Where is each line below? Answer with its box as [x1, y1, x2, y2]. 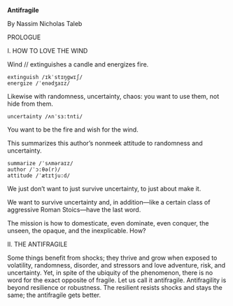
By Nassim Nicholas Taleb [7, 20, 83, 27]
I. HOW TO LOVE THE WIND [7, 47, 88, 55]
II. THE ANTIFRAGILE [7, 240, 68, 248]
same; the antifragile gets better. [7, 291, 101, 299]
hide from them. [7, 99, 54, 108]
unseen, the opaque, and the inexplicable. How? [7, 227, 146, 235]
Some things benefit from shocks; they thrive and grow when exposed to [7, 253, 218, 262]
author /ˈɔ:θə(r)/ [7, 166, 61, 173]
